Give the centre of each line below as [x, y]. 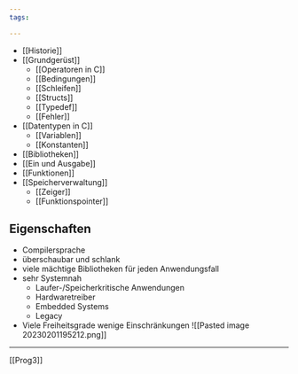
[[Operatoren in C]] [70, 69]
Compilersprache [54, 250]
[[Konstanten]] [62, 144]
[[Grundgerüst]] [51, 59]
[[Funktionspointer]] [72, 201]
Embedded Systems [72, 307]
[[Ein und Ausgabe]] [59, 163]
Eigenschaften [50, 229]
